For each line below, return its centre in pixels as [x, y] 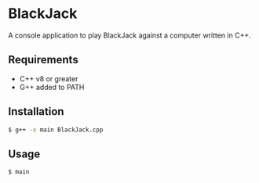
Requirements [43, 60]
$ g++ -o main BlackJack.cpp [56, 130]
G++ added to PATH [52, 87]
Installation [36, 111]
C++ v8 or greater [49, 78]
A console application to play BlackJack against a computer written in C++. [129, 35]
